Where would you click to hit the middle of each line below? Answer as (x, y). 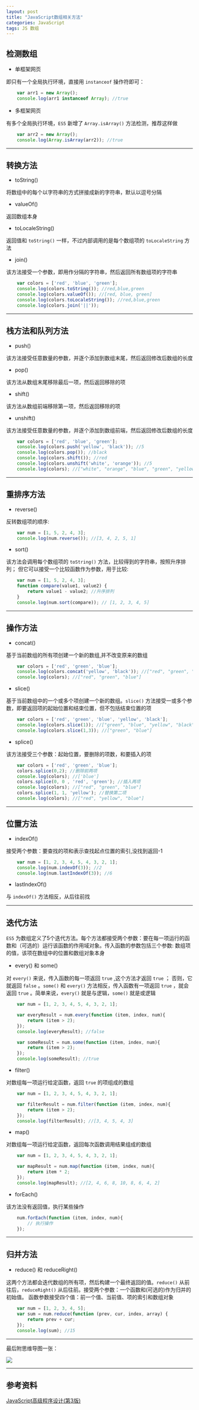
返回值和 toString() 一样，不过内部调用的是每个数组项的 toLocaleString (95, 240)
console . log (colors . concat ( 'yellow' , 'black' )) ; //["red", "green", (103, 672)
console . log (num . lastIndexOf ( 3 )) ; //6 (65, 873)
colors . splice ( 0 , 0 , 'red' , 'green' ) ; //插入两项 (79, 782)
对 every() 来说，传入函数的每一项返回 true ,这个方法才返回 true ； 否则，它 (99, 978)
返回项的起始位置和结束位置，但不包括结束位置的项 (89, 708)
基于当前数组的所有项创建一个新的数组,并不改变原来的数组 (77, 655)
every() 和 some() (36, 966)
